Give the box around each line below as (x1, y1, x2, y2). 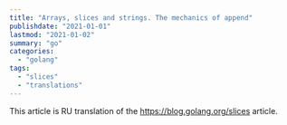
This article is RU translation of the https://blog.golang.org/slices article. (9, 105, 278, 116)
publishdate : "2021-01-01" (9, 22, 111, 31)
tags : (9, 64, 30, 73)
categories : (9, 47, 54, 56)
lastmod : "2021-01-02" (9, 30, 95, 39)
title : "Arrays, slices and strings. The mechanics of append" (9, 13, 254, 23)
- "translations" (17, 81, 83, 90)
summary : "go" (9, 38, 63, 48)
